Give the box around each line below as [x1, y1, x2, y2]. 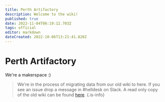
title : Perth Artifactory [5, 7, 58, 12]
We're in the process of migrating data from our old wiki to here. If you [17, 81, 160, 87]
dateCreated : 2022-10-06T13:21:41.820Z [5, 35, 87, 40]
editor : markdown [5, 30, 41, 35]
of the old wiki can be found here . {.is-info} [17, 92, 105, 98]
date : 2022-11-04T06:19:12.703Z [5, 21, 71, 26]
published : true [5, 16, 38, 21]
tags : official [5, 25, 36, 30]
